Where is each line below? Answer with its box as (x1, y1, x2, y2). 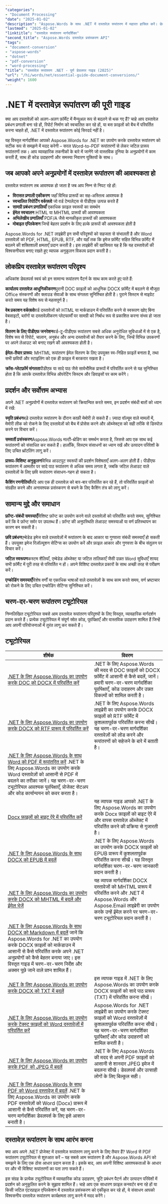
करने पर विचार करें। (5, 426, 38, 432)
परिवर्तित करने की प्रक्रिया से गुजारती (94, 823, 158, 830)
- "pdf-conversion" (5, 59, 46, 64)
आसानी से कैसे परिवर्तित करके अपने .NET (7, 947, 84, 954)
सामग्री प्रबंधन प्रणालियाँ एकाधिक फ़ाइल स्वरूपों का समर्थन (12, 204, 100, 210)
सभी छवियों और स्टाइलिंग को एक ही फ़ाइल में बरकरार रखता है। (5, 355, 104, 362)
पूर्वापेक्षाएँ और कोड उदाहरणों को (94, 1033, 149, 1040)
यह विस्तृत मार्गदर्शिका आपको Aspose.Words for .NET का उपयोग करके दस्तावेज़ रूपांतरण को (5, 137, 161, 143)
